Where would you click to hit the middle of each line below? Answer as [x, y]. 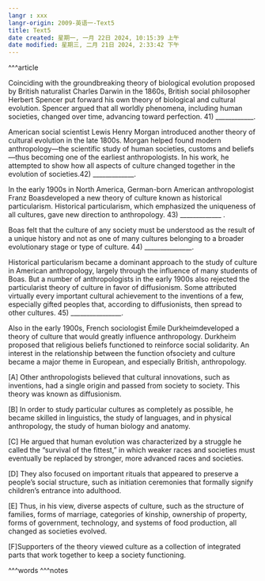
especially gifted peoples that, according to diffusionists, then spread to [125, 304]
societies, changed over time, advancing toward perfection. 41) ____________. [132, 117]
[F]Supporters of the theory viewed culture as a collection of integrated [125, 547]
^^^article [23, 67]
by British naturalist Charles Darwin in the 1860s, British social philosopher [129, 91]
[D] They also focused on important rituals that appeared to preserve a [123, 474]
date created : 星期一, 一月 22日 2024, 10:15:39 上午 [94, 38]
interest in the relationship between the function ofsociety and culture [122, 354]
